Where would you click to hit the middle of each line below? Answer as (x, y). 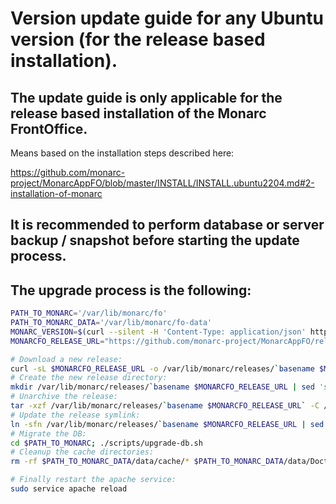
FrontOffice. (49, 128)
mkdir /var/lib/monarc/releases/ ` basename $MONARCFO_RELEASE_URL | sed (162, 387)
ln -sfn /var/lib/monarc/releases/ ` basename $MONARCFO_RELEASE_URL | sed (167, 424)
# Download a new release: (66, 359)
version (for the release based (138, 39)
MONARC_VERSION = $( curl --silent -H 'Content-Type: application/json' (158, 332)
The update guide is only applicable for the (146, 97)
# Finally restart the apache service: (93, 480)
